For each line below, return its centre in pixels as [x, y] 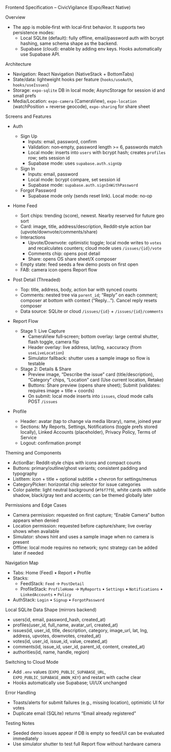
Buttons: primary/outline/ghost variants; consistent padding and [80, 468]
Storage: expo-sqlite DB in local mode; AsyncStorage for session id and [89, 90]
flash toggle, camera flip [53, 342]
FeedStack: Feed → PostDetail [52, 583]
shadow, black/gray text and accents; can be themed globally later [83, 495]
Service [28, 437]
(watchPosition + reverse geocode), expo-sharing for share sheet [81, 106]
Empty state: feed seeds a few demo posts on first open [79, 264]
